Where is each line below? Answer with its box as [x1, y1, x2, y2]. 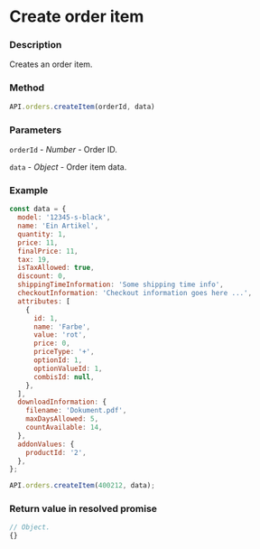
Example [9, 183, 49, 196]
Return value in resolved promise [9, 503, 158, 516]
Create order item [9, 6, 144, 27]
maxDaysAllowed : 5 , [25, 414, 99, 423]
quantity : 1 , [17, 229, 67, 238]
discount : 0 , [17, 272, 67, 281]
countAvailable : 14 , [25, 423, 103, 432]
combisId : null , [32, 372, 95, 381]
